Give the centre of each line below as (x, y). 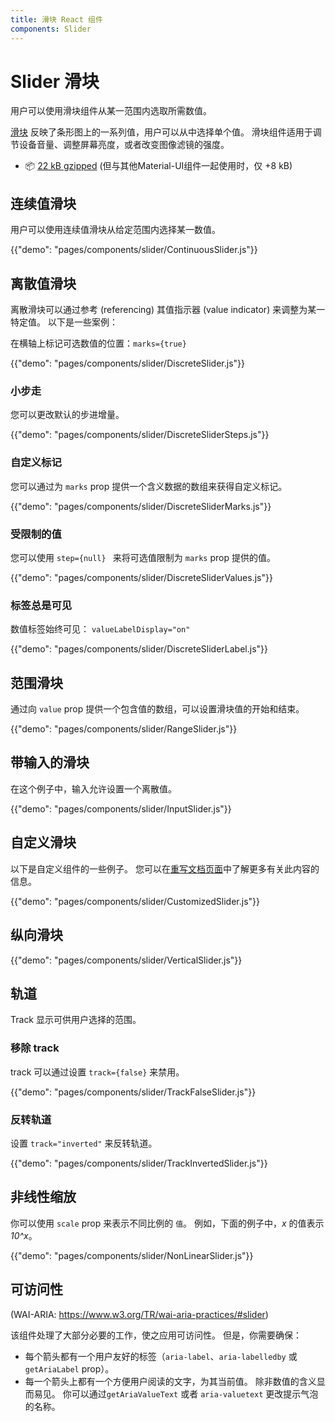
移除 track (35, 1048)
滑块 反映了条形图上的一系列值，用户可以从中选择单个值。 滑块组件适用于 (161, 132)
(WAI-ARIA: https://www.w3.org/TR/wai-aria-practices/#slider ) (139, 1314)
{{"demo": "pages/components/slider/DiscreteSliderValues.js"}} (141, 577)
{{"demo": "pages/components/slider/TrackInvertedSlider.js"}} (139, 1163)
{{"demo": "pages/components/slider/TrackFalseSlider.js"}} (133, 1092)
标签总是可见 (41, 605)
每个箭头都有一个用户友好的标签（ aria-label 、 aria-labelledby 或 (161, 1356)
